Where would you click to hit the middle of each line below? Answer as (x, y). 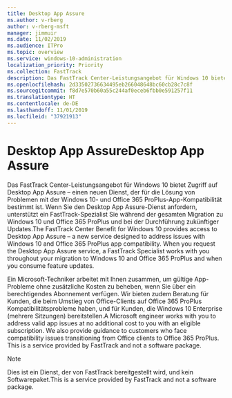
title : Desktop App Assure (46, 13)
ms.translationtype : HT (41, 98)
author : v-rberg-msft (38, 26)
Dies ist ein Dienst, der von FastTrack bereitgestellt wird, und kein (100, 372)
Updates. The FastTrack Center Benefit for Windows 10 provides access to (112, 228)
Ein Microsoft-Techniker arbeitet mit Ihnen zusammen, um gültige (100, 279)
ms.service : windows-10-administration (65, 59)
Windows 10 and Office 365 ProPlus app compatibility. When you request (111, 244)
